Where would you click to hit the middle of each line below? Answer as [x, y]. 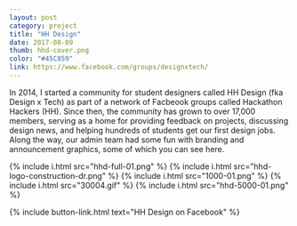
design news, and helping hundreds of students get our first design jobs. [142, 130]
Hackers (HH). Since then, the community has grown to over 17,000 [132, 111]
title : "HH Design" [45, 34]
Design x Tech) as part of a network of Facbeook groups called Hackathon [146, 101]
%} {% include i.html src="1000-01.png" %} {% [195, 175]
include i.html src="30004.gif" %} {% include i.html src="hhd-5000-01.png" [149, 185]
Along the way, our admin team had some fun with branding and [127, 140]
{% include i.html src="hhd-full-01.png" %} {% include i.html [120, 166]
